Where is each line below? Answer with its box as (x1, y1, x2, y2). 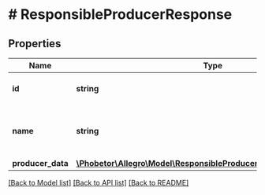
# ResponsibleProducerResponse (8, 6, 233, 24)
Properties (8, 37, 62, 50)
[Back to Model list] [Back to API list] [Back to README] (8, 178, 189, 187)
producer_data (12, 158, 69, 168)
